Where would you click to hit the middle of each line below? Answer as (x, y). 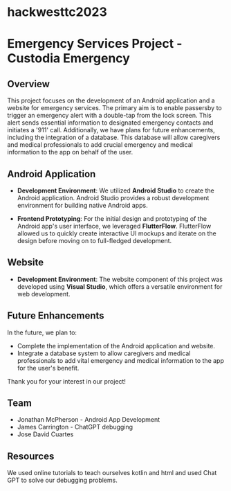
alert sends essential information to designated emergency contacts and (110, 123)
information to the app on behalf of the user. (70, 152)
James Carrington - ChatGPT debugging (75, 427)
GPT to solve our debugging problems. (62, 480)
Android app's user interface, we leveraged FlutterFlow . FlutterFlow (114, 226)
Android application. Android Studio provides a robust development (113, 198)
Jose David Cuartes (45, 434)
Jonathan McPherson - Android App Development (89, 420)
